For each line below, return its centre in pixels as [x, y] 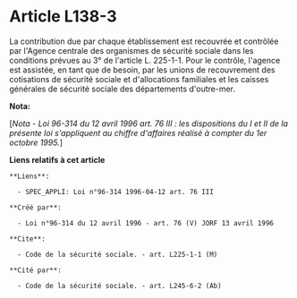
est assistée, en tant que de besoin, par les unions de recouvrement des [142, 70]
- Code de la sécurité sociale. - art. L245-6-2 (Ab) [119, 285]
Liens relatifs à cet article [57, 159]
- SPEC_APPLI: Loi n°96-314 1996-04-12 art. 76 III [116, 192]
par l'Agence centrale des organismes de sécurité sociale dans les [132, 50]
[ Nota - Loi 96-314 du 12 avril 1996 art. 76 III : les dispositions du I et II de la [149, 123]
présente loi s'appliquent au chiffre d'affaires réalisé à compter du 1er [138, 132]
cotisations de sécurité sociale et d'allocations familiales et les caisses [139, 79]
